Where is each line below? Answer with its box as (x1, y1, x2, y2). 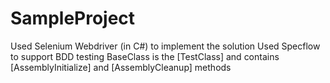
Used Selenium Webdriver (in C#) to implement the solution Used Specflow (10, 40, 321, 52)
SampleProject (10, 7, 136, 30)
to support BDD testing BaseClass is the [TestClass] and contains (10, 50, 280, 62)
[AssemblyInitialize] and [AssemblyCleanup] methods (10, 61, 232, 73)
